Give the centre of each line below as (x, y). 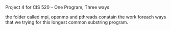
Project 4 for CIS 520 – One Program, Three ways (57, 7)
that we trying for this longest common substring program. (67, 22)
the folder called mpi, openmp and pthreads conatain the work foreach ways (86, 17)
